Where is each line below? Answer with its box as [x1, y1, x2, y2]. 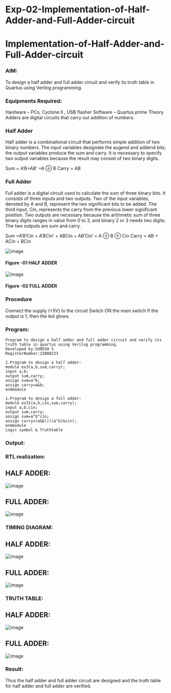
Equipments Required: [5, 97, 62, 104]
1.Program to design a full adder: [5, 396, 82, 401]
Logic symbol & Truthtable [5, 427, 63, 432]
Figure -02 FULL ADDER [5, 283, 58, 289]
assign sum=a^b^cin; [5, 414, 50, 419]
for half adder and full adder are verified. [5, 683, 91, 689]
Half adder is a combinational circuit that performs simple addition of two [5, 139, 160, 145]
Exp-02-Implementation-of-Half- [5, 4, 150, 15]
